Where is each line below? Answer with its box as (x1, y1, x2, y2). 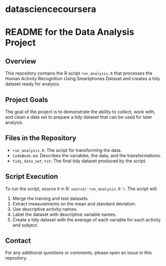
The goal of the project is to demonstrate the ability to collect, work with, (5, 109, 155, 115)
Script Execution (5, 172, 59, 181)
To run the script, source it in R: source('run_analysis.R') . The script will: (5, 185, 158, 191)
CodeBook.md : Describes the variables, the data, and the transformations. (12, 152, 161, 158)
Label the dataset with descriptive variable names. (12, 211, 117, 217)
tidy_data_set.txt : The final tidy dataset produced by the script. (12, 158, 147, 164)
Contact (5, 236, 31, 245)
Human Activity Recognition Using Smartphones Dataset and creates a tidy (5, 76, 160, 82)
